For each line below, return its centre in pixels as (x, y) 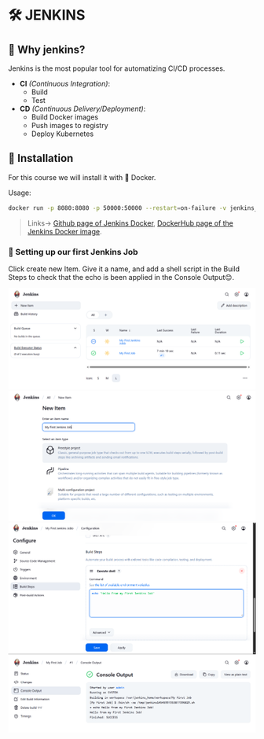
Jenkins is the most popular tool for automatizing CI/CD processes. (117, 68)
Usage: (20, 193)
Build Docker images (65, 117)
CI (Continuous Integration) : (65, 84)
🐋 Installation (41, 158)
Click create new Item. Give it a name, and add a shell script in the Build (124, 269)
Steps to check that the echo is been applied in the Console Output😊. (121, 277)
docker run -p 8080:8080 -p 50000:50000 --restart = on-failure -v (117, 208)
